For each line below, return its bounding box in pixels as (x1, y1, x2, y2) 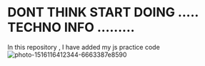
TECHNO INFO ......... (7, 19, 135, 35)
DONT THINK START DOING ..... (7, 4, 199, 21)
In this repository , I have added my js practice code (7, 43, 161, 51)
